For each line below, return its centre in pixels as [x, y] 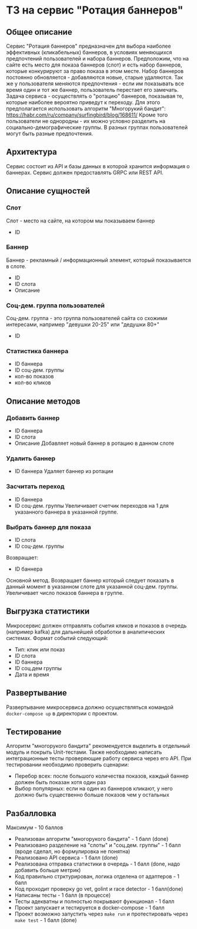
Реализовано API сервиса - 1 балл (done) [66, 858]
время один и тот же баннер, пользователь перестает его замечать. [92, 90]
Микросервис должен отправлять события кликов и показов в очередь [96, 625]
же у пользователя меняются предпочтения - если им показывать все [95, 84]
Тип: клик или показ [40, 649]
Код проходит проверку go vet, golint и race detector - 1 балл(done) [99, 889]
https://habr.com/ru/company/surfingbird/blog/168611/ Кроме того [87, 115]
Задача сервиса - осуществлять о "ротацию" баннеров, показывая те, [95, 96]
